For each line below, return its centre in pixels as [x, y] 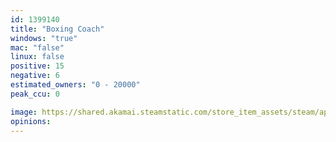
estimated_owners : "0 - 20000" [75, 85]
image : [24, 112]
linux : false [37, 57]
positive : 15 [37, 66]
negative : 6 [35, 76]
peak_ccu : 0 [35, 94]
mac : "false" [37, 47]
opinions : [31, 121]
